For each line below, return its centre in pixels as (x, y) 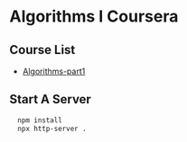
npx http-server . (52, 129)
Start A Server (51, 99)
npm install (40, 120)
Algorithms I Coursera (94, 17)
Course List (42, 50)
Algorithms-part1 (54, 71)
